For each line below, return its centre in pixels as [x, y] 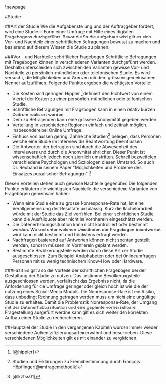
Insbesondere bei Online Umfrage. [47, 130]
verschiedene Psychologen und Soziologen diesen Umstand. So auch [83, 162]
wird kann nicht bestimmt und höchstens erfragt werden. [70, 234]
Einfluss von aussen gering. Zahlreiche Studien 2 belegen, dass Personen [86, 136]
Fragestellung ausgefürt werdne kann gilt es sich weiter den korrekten [77, 312]
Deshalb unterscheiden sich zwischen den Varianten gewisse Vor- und [77, 67]
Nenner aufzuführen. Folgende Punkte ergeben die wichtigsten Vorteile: [78, 83]
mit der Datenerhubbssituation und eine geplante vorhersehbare [70, 307]
